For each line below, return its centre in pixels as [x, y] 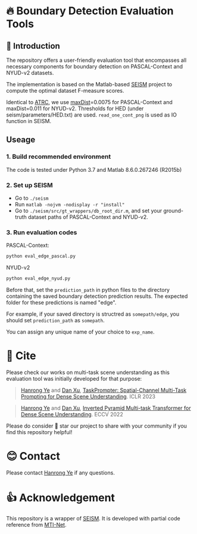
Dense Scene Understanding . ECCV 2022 [72, 414]
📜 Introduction [33, 46]
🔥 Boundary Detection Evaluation [90, 11]
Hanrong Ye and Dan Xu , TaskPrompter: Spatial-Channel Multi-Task [104, 390]
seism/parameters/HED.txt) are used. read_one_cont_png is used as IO [92, 115]
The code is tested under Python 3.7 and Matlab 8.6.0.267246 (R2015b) [94, 169]
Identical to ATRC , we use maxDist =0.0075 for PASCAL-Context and [89, 102]
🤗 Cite [21, 356]
